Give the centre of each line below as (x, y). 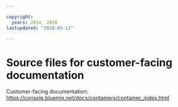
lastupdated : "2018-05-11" (40, 28)
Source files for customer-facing (89, 62)
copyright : (20, 17)
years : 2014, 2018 (35, 22)
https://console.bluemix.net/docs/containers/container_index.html (88, 98)
